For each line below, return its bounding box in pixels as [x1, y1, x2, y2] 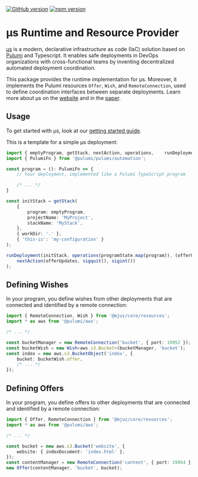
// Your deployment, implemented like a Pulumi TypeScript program [16, 171, 186, 178]
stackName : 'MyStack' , [27, 220, 83, 226]
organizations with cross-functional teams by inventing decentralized [6, 58, 174, 65]
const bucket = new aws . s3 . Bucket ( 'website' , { [6, 443, 126, 449]
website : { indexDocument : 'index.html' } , [16, 449, 126, 455]
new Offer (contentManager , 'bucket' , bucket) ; [6, 465, 123, 471]
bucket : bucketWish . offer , [16, 356, 83, 362]
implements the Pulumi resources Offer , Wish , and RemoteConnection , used [6, 82, 186, 89]
